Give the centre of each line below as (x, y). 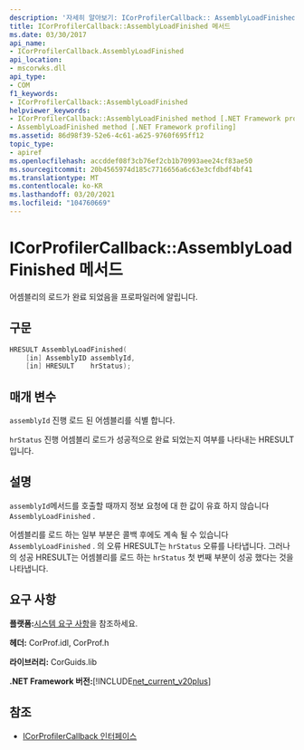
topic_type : (32, 144)
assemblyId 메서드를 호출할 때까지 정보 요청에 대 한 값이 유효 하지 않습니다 (139, 505)
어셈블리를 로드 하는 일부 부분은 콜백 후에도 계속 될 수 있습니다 (119, 534)
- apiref (26, 152)
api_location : (36, 60)
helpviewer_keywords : (50, 111)
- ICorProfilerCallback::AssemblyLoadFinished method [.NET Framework (145, 119)
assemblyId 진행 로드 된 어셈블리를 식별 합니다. (92, 420)
